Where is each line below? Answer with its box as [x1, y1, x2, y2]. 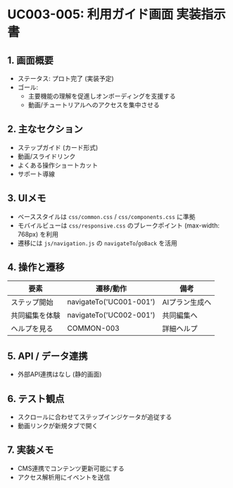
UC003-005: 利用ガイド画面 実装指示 [7, 6, 226, 23]
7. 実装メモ [7, 444, 54, 456]
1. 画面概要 [7, 54, 54, 66]
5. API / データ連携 [7, 350, 88, 362]
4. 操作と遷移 [7, 261, 65, 273]
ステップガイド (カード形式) [17, 143, 99, 151]
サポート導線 [17, 170, 55, 178]
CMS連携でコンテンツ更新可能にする [17, 464, 125, 473]
